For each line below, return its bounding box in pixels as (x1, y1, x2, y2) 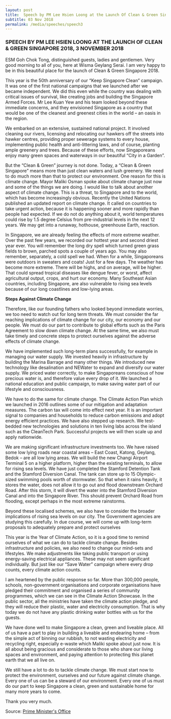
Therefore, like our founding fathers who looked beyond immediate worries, (5, 306, 164, 312)
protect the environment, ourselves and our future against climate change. (5, 672, 161, 678)
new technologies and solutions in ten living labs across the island (22, 423, 161, 429)
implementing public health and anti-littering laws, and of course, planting (5, 141, 160, 147)
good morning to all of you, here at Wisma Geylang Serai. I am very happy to (5, 62, 165, 68)
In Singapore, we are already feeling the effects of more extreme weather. (5, 232, 160, 238)
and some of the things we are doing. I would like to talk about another (5, 184, 153, 190)
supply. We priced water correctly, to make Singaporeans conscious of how (5, 369, 164, 376)
